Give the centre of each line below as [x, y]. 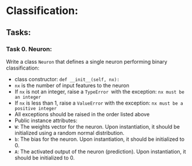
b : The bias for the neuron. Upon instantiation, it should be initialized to [100, 139]
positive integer [36, 108]
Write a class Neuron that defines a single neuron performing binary [87, 61]
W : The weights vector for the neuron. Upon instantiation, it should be [97, 126]
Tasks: [18, 32]
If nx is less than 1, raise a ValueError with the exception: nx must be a [99, 103]
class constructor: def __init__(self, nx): [67, 79]
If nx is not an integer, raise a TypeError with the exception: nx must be [100, 91]
